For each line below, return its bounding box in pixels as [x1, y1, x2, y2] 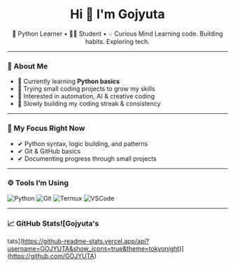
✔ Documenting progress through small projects [17, 154, 157, 163]
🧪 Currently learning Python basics [17, 77, 120, 86]
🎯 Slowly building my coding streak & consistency [17, 99, 161, 108]
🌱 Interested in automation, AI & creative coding [17, 92, 155, 101]
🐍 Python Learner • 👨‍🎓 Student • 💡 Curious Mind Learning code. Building [11, 29, 224, 38]
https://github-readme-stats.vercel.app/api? [22, 237, 150, 245]
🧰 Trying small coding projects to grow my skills [17, 85, 155, 93]
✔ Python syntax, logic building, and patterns [17, 139, 148, 147]
